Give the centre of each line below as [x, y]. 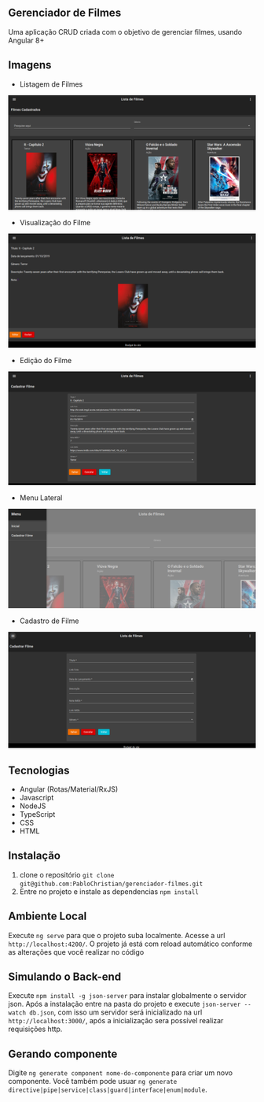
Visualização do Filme [55, 222]
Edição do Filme [46, 361]
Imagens [30, 65]
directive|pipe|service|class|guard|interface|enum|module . [108, 1089]
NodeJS [33, 806]
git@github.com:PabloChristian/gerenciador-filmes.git [111, 884]
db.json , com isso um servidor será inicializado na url [115, 1012]
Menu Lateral [41, 497]
